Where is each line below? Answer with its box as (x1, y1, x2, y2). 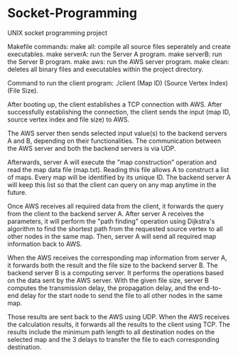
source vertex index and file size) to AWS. (7, 115, 130, 124)
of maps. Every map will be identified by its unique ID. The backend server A (7, 173, 231, 181)
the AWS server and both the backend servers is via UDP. (7, 144, 176, 152)
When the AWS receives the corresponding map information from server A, (7, 253, 227, 262)
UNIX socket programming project (7, 28, 108, 37)
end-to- (198, 283, 222, 292)
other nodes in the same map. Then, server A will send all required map (7, 232, 217, 240)
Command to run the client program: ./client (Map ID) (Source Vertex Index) (7, 78, 229, 87)
